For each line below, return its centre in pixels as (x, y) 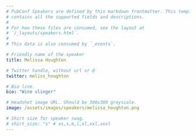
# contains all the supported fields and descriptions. (75, 17)
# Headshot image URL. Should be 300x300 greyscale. (71, 103)
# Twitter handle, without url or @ (50, 71)
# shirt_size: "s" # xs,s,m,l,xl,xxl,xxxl (58, 124)
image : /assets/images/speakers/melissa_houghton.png (73, 108)
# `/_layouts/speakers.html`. (43, 33)
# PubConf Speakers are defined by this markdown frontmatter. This (91, 11)
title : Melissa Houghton (36, 60)
